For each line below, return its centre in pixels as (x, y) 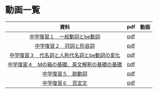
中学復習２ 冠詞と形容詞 (65, 46)
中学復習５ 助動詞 (65, 74)
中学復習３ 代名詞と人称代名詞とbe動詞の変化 (65, 55)
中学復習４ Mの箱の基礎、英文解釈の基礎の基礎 (65, 64)
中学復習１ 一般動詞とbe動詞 (65, 37)
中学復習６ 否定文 (65, 83)
